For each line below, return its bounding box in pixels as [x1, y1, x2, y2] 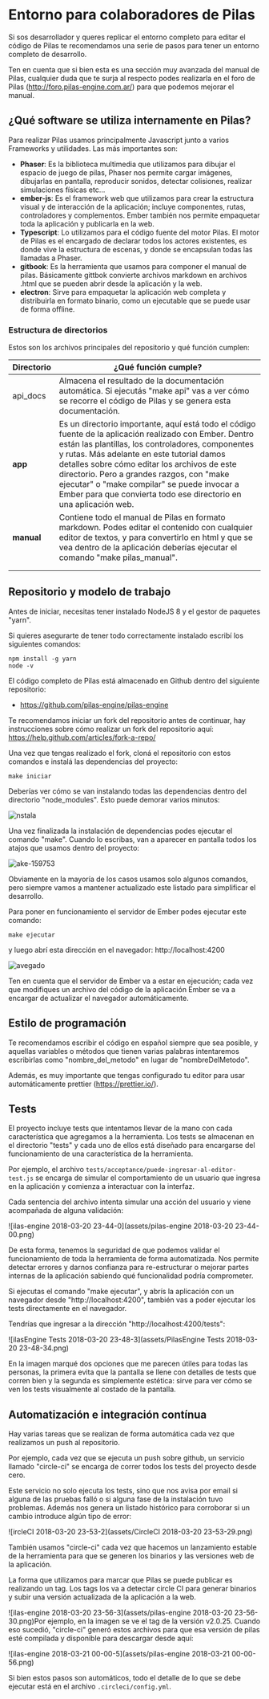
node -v [8, 661, 34, 670]
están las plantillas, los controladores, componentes [58, 439, 255, 450]
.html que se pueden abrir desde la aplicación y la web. [19, 279, 203, 288]
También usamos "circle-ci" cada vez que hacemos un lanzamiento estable [8, 1542, 258, 1552]
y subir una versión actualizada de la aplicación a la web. [8, 1592, 196, 1602]
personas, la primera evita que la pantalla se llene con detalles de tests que [8, 1367, 257, 1377]
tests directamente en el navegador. [8, 1304, 127, 1313]
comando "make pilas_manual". [58, 552, 178, 563]
